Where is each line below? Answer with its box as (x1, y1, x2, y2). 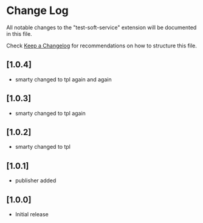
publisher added (15, 177, 57, 184)
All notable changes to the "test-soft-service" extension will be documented (6, 24, 197, 31)
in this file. (6, 30, 32, 37)
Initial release (15, 211, 49, 218)
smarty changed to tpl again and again (15, 75, 112, 83)
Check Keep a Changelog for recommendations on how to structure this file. (6, 42, 198, 49)
